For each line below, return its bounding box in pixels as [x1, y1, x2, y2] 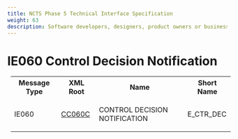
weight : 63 [7, 17, 39, 24]
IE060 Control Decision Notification [7, 53, 218, 69]
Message [18, 78, 50, 88]
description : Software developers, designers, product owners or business [7, 23, 230, 30]
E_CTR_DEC [187, 109, 227, 119]
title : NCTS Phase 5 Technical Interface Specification [7, 10, 173, 17]
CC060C [61, 109, 91, 119]
